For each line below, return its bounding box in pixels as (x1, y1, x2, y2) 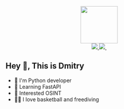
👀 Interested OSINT (14, 89, 62, 96)
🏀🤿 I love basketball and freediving (14, 95, 99, 103)
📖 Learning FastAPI (14, 83, 62, 90)
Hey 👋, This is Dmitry (5, 61, 84, 71)
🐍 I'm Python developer (14, 77, 72, 84)
